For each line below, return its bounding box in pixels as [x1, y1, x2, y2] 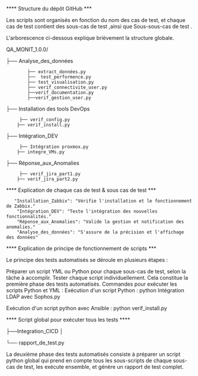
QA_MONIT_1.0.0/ [6, 46, 49, 53]
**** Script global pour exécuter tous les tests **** [6, 316, 130, 323]
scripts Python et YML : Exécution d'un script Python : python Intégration [6, 287, 185, 293]
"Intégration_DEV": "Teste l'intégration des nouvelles [17, 208, 158, 214]
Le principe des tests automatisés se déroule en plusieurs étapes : [6, 257, 168, 263]
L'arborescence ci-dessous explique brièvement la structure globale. [6, 34, 174, 41]
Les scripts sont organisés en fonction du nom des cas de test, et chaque [6, 17, 186, 23]
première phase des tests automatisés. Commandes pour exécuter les [6, 280, 177, 287]
